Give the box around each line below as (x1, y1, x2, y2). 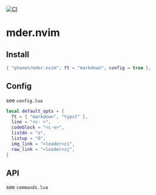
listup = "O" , (11, 136, 46, 142)
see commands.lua (6, 184, 48, 191)
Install (6, 49, 29, 59)
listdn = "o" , (11, 130, 46, 136)
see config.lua (6, 97, 43, 104)
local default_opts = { (6, 108, 65, 114)
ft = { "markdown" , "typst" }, (11, 113, 88, 120)
